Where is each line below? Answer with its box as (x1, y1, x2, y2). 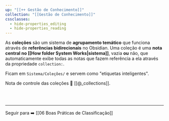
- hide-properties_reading (10, 26, 66, 31)
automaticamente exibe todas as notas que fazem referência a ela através (5, 55, 158, 61)
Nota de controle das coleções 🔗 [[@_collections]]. (5, 80, 111, 86)
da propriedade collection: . (5, 61, 64, 67)
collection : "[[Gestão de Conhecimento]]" (5, 12, 96, 17)
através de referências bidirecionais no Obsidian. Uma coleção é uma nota (5, 45, 162, 51)
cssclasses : (5, 16, 30, 21)
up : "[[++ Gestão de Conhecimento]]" (5, 7, 84, 12)
